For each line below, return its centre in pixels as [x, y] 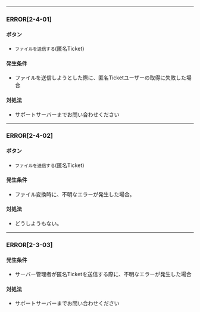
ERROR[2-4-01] [29, 19]
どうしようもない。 [38, 224]
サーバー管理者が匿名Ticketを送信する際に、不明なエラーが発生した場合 [103, 274]
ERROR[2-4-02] [30, 136]
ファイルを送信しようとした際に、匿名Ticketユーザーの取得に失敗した [100, 78]
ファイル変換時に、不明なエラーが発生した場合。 [75, 194]
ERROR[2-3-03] [29, 245]
